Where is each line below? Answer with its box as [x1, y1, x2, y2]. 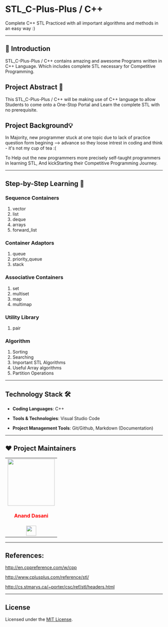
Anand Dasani [14, 512, 48, 519]
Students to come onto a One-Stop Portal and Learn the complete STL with [5, 101, 160, 107]
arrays [12, 221, 26, 228]
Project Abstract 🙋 [5, 83, 63, 91]
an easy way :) [5, 25, 35, 31]
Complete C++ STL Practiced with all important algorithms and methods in [5, 20, 158, 26]
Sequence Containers [5, 194, 59, 201]
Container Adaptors [5, 239, 54, 246]
